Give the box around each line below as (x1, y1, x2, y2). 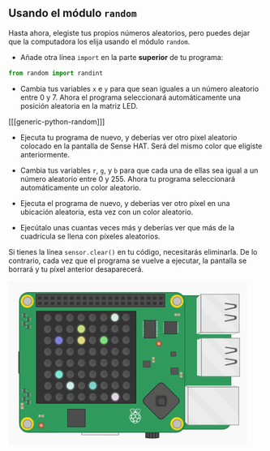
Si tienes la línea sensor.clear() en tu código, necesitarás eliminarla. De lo (8, 247, 258, 256)
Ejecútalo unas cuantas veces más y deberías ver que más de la (19, 222, 235, 232)
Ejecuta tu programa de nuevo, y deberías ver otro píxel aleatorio (19, 132, 238, 142)
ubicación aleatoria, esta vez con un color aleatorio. (19, 207, 194, 217)
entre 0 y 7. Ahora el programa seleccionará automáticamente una (19, 92, 242, 102)
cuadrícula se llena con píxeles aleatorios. (19, 231, 161, 241)
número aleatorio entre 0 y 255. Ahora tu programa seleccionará (19, 174, 236, 183)
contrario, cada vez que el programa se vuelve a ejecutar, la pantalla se (8, 256, 247, 265)
